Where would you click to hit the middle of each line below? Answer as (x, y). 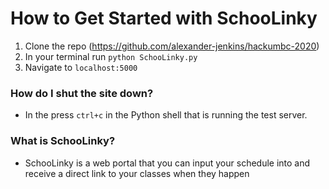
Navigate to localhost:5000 (81, 67)
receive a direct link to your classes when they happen (137, 173)
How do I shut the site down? (82, 93)
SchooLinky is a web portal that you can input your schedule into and (167, 163)
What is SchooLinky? (63, 141)
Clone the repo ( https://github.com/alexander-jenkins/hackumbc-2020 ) (172, 46)
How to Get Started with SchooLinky (164, 18)
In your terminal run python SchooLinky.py (111, 56)
